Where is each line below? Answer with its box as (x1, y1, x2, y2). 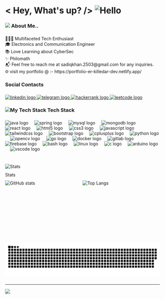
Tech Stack (47, 106, 75, 113)
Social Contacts (5, 81, 44, 88)
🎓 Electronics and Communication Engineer (5, 41, 95, 47)
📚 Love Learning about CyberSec (5, 49, 74, 55)
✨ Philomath (5, 56, 30, 61)
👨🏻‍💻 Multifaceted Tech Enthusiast (5, 36, 74, 42)
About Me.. (11, 23, 39, 30)
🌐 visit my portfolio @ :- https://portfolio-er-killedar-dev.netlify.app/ (5, 69, 142, 75)
